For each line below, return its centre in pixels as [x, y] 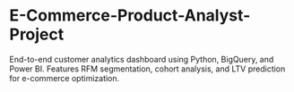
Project [37, 34]
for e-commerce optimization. [65, 78]
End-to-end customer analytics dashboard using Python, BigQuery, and [142, 59]
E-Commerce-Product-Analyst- [130, 16]
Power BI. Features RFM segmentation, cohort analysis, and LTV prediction [147, 69]
